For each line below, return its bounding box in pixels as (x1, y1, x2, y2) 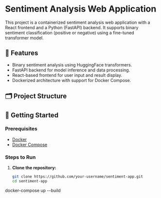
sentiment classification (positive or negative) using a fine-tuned (5, 30, 135, 35)
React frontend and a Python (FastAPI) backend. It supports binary (5, 24, 139, 30)
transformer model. (5, 35, 44, 41)
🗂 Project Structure (5, 92, 67, 100)
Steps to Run (5, 154, 36, 161)
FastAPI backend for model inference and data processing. (12, 67, 130, 73)
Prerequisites (5, 125, 37, 132)
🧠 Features (5, 49, 38, 57)
